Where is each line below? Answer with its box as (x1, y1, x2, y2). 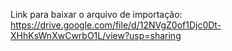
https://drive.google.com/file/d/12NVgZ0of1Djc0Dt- (10, 19, 222, 31)
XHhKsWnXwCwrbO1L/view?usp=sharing (10, 30, 182, 41)
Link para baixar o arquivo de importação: (10, 9, 183, 20)
